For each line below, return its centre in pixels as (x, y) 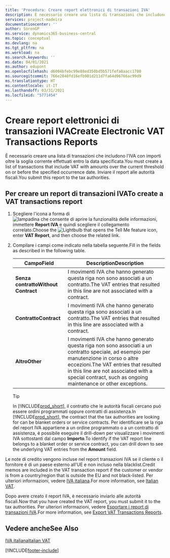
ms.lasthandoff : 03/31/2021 (35, 90)
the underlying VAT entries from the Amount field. (65, 449)
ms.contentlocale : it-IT (31, 85)
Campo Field (39, 263)
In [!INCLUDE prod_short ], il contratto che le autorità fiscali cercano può (87, 406)
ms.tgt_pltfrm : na (25, 48)
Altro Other (28, 362)
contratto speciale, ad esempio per (109, 352)
